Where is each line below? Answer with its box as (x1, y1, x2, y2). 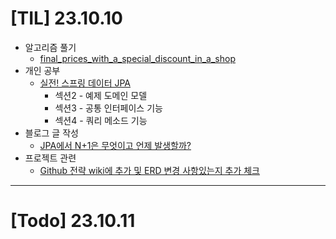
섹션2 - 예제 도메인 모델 (54, 89, 148, 101)
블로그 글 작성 (24, 127, 79, 139)
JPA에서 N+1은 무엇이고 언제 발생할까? (39, 139, 192, 151)
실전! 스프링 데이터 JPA (39, 77, 132, 89)
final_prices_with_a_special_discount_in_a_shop (39, 52, 236, 64)
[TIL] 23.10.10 (10, 7, 123, 30)
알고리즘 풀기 (24, 41, 77, 53)
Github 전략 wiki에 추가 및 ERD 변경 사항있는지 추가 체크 (39, 164, 260, 176)
